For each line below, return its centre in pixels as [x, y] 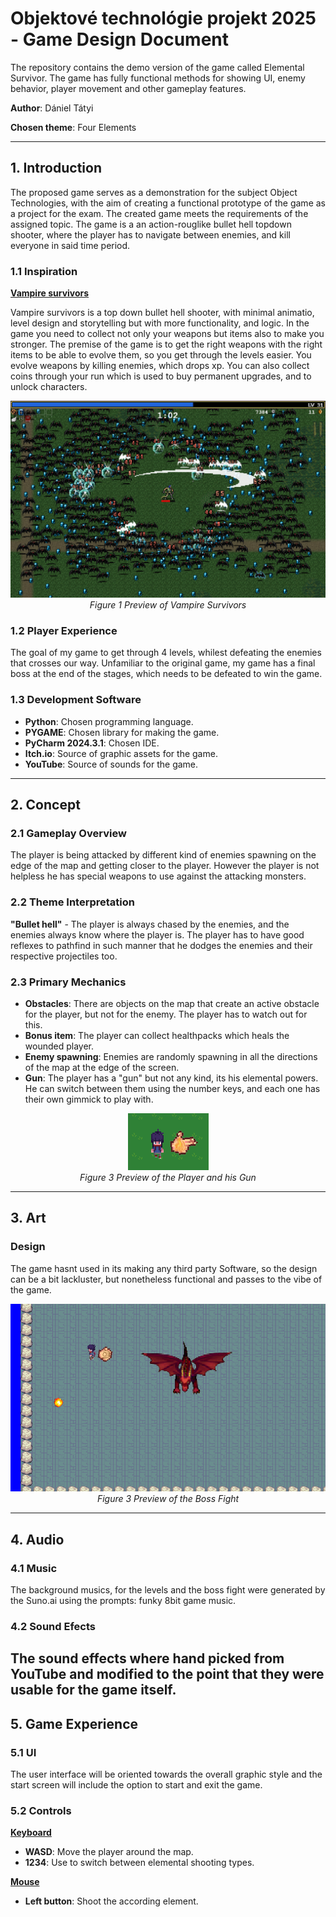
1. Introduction [56, 168]
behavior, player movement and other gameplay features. [128, 88]
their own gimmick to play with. [89, 1099]
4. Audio [37, 1539]
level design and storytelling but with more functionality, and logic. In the [160, 323]
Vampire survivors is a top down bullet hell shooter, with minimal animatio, [162, 313]
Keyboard [31, 1833]
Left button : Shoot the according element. [111, 1901]
